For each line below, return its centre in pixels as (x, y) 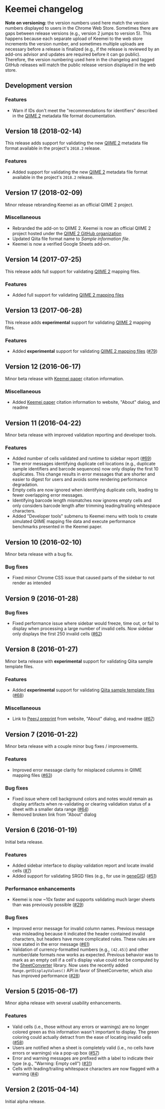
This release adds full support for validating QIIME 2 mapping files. (73, 271)
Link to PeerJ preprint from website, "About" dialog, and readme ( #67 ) (83, 719)
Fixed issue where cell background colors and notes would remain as (82, 799)
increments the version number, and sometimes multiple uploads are (75, 43)
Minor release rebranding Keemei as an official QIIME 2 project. (69, 205)
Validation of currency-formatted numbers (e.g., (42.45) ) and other (80, 949)
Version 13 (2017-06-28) (44, 311)
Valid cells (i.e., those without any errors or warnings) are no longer (81, 1026)
